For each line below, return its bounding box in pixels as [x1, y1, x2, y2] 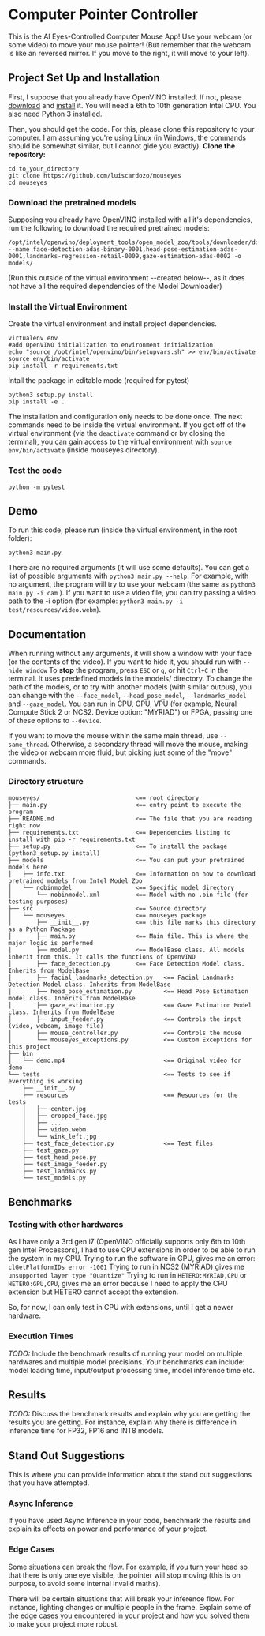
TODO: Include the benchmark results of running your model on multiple [8, 1349, 243, 1358]
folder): [8, 534, 32, 543]
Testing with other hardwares [8, 1218, 124, 1229]
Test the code [8, 465, 62, 476]
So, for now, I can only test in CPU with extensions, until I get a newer [8, 1303, 234, 1312]
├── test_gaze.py [22, 1146, 80, 1154]
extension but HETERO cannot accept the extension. [8, 1287, 179, 1296]
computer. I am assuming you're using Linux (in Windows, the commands [8, 133, 247, 142]
